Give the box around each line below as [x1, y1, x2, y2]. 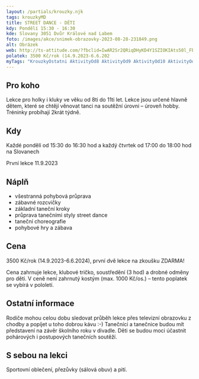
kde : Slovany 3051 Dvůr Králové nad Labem [6, 31, 113, 37]
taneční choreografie [14, 217, 66, 225]
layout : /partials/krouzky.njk [6, 8, 84, 15]
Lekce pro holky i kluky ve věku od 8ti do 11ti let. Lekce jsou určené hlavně [6, 96, 188, 103]
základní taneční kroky [14, 205, 70, 212]
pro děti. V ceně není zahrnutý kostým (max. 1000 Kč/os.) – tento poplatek [6, 274, 188, 282]
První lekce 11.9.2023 [6, 160, 58, 167]
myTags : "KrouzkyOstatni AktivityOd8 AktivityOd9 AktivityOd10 [6, 58, 166, 64]
